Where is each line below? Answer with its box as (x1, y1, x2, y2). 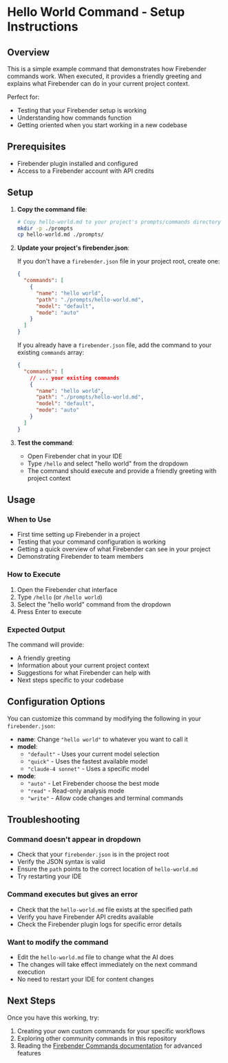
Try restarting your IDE (17, 872, 82, 880)
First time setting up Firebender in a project (17, 530, 140, 539)
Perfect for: (7, 93, 40, 101)
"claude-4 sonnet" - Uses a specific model (27, 764, 149, 773)
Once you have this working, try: (7, 1013, 100, 1022)
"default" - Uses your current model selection (27, 750, 160, 758)
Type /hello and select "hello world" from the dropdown (27, 459, 188, 468)
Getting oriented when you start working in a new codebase (17, 121, 187, 129)
